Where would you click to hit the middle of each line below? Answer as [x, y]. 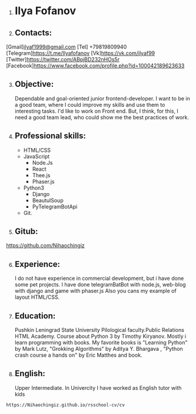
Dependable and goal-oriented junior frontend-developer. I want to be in [102, 98]
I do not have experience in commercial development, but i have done [99, 278]
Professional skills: [50, 136]
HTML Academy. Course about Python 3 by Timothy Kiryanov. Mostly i [100, 336]
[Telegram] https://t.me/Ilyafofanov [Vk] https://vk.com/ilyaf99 [81, 53]
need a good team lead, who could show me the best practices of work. [102, 117]
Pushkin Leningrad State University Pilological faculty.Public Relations [99, 330]
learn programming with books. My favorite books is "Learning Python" [101, 343]
